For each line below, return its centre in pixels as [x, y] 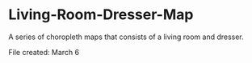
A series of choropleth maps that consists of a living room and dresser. [126, 37]
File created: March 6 [44, 52]
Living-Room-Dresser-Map [101, 15]
